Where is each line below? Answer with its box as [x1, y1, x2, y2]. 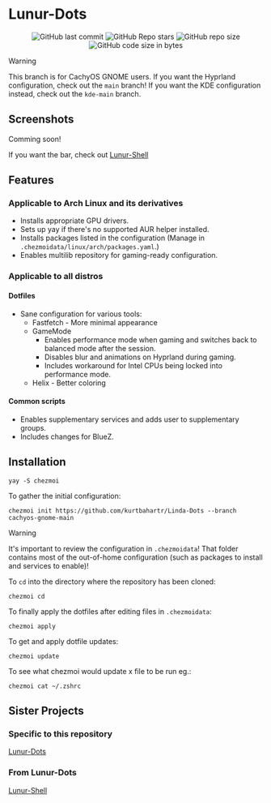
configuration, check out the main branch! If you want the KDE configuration [8, 80, 261, 90]
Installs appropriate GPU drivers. [19, 216, 129, 225]
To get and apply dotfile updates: [8, 636, 119, 646]
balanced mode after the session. [44, 343, 156, 353]
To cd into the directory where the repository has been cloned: [8, 577, 216, 586]
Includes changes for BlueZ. [19, 432, 115, 441]
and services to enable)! [8, 560, 89, 570]
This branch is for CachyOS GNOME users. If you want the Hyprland [8, 71, 236, 81]
